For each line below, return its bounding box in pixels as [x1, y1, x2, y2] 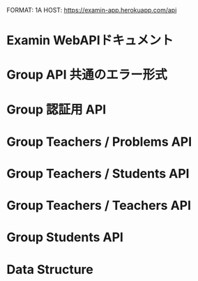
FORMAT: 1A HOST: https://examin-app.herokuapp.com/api [6, 6, 177, 14]
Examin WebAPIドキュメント [6, 33, 174, 48]
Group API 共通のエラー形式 [6, 67, 168, 83]
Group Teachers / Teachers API [6, 198, 192, 213]
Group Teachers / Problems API [6, 134, 192, 149]
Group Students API [6, 229, 123, 245]
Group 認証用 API [6, 101, 107, 117]
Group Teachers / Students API [6, 165, 190, 181]
